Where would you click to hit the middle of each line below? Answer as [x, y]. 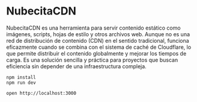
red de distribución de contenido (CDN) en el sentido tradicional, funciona [98, 40]
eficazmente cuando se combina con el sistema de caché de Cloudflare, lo [99, 47]
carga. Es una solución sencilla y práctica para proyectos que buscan [92, 60]
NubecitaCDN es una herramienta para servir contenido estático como [94, 28]
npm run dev [21, 83]
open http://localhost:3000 [41, 93]
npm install [21, 77]
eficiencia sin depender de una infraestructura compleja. [77, 66]
